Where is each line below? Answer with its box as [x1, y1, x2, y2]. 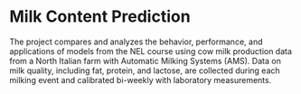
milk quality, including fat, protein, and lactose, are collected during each [9, 65, 280, 76]
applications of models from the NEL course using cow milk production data [9, 45, 292, 56]
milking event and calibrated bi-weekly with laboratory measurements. [9, 74, 272, 85]
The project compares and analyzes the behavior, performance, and [9, 36, 263, 47]
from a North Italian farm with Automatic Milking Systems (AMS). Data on [9, 55, 282, 66]
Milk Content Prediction [9, 6, 192, 27]
